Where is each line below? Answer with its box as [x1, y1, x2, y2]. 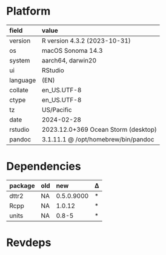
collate [9, 86, 28, 94]
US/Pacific [41, 105, 72, 114]
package [9, 181, 35, 189]
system [9, 56, 30, 64]
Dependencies [6, 160, 81, 174]
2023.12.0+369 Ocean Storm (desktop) [41, 125, 158, 134]
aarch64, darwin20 [41, 56, 97, 64]
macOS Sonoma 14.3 [41, 46, 103, 55]
